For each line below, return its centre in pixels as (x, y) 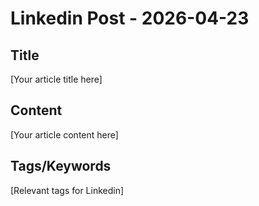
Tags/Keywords (61, 166)
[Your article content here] (64, 134)
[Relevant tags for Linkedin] (67, 190)
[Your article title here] (56, 79)
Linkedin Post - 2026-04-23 (130, 18)
